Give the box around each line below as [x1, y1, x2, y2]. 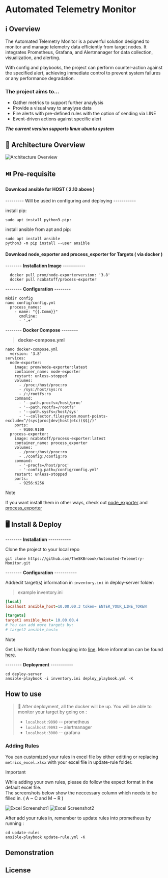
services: [5, 355, 26, 360]
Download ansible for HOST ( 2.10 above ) [5, 186, 95, 192]
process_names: [10, 304, 42, 309]
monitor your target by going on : [17, 709, 88, 715]
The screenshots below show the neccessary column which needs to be [5, 790, 157, 796]
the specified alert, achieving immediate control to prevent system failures [5, 70, 161, 76]
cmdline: [18, 314, 38, 319]
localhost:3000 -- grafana [25, 729, 80, 735]
